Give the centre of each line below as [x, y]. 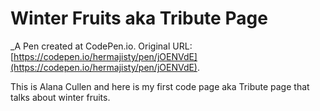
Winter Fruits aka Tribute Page [139, 18]
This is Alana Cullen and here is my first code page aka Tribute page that [160, 86]
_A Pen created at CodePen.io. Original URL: [101, 46]
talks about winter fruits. [60, 97]
